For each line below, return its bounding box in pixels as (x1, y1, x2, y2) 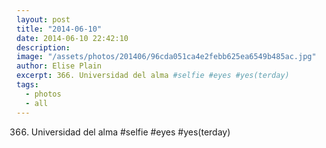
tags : (16, 80, 39, 90)
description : (16, 42, 71, 53)
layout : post (16, 14, 71, 25)
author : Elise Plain (16, 61, 103, 71)
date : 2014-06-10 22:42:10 (16, 33, 129, 43)
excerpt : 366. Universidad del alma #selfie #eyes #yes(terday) (16, 71, 290, 81)
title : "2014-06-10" (16, 24, 103, 34)
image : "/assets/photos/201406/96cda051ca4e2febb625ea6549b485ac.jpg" (16, 52, 317, 62)
